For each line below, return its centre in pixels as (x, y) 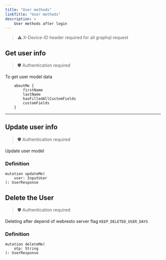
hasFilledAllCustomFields (50, 99)
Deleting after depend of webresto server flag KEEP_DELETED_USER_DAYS (77, 221)
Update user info (31, 127)
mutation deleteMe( (25, 244)
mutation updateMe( (25, 174)
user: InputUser (31, 178)
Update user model (25, 151)
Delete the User (30, 197)
